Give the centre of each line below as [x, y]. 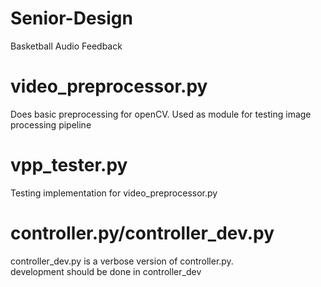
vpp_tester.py [69, 165]
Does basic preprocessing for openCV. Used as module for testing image [161, 114]
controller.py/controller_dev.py [142, 233]
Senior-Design [71, 18]
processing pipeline [51, 124]
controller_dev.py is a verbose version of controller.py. [122, 261]
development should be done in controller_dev [106, 271]
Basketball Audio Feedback [66, 46]
